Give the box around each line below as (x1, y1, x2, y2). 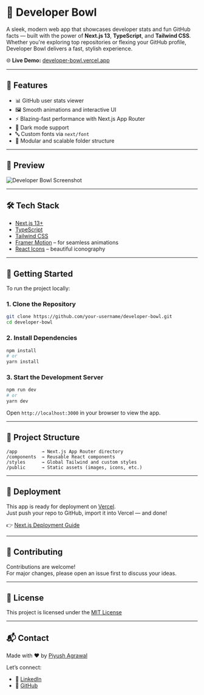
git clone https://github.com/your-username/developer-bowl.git (6, 314, 172, 320)
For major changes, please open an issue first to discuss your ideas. (6, 569, 177, 577)
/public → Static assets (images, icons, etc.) (6, 464, 143, 470)
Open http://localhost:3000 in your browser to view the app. (6, 409, 161, 416)
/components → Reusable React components (6, 453, 115, 460)
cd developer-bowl (6, 319, 53, 325)
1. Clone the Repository (6, 300, 76, 308)
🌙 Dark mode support (15, 124, 69, 131)
